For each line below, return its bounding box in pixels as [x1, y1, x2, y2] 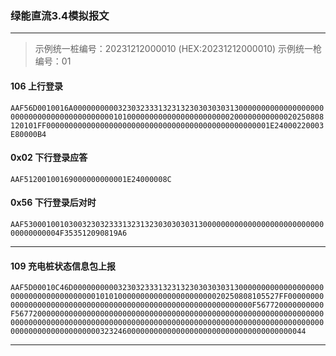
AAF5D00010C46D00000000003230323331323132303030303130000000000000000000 [10, 283, 325, 293]
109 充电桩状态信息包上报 [10, 260, 116, 272]
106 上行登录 [10, 80, 63, 92]
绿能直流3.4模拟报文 [10, 8, 110, 22]
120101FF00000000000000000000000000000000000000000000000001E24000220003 [10, 120, 325, 131]
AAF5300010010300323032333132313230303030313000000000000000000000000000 [10, 219, 325, 229]
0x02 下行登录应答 [10, 152, 88, 164]
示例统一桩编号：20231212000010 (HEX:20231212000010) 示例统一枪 [34, 43, 323, 55]
